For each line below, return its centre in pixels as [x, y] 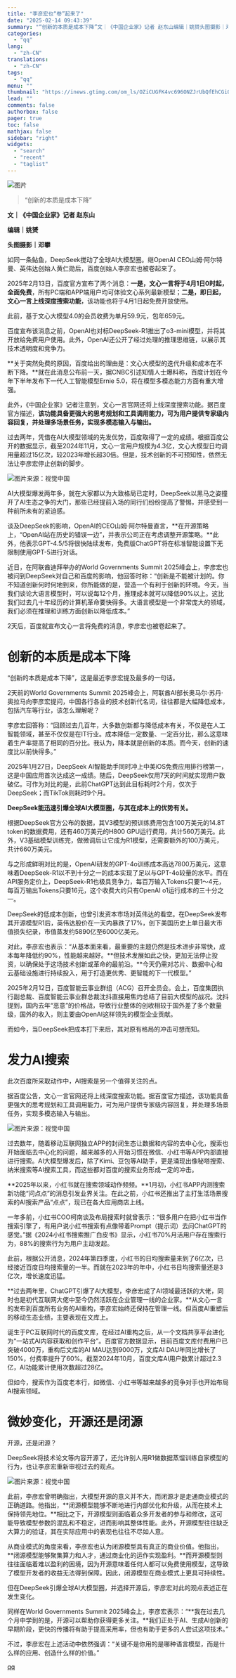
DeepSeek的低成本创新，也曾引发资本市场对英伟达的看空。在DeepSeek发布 [117, 913]
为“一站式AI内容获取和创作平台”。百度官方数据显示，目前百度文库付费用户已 [118, 1341]
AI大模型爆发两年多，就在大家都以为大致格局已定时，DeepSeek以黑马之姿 [114, 493]
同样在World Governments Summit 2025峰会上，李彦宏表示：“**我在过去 [113, 1611]
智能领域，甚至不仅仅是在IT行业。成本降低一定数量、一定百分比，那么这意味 [118, 734]
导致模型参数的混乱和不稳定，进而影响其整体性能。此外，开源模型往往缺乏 [121, 1523]
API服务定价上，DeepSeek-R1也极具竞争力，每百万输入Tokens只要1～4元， [116, 881]
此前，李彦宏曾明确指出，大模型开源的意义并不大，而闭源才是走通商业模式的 [118, 1496]
